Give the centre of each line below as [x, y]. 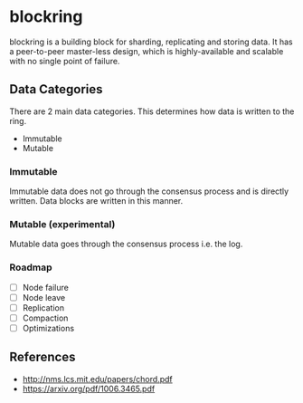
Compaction [45, 318]
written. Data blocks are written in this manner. [96, 201]
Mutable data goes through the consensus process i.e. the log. [126, 244]
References [43, 357]
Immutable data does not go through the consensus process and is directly [149, 191]
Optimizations [48, 328]
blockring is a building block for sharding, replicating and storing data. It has [151, 42]
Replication [43, 307]
